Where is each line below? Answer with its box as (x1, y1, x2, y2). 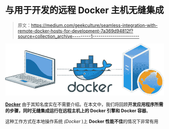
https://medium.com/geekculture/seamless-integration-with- (31, 22, 158, 28)
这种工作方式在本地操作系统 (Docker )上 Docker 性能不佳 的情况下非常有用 (5, 118, 159, 124)
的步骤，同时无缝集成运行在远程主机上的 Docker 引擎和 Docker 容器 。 (5, 107, 151, 113)
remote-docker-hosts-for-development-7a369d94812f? (17, 28, 134, 34)
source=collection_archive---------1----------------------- (17, 33, 140, 39)
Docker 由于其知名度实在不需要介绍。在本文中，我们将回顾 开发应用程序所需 (5, 101, 163, 107)
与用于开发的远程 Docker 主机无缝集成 (5, 5, 164, 16)
